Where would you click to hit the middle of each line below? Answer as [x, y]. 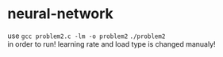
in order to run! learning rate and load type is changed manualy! [111, 44]
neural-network [61, 14]
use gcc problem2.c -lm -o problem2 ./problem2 [87, 36]
